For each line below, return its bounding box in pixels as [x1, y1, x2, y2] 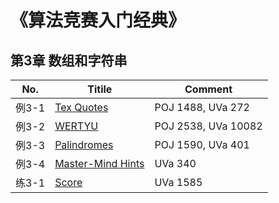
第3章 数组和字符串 [10, 52, 128, 69]
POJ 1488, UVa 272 [154, 101, 250, 114]
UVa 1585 [154, 176, 203, 189]
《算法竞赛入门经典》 [10, 9, 187, 32]
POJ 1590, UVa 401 [154, 138, 250, 151]
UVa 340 [154, 157, 197, 170]
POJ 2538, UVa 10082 [154, 119, 263, 133]
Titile [87, 82, 113, 96]
